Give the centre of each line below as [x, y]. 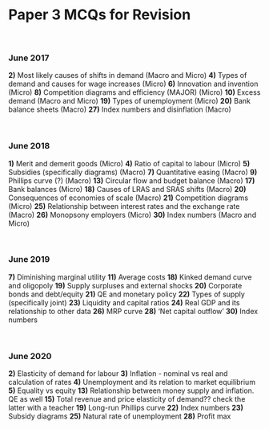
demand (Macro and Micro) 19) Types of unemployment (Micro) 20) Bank [129, 101]
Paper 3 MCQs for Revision [100, 15]
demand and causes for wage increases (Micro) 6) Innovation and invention [133, 84]
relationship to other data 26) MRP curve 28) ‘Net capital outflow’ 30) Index [133, 311]
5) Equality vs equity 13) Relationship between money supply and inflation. [131, 390]
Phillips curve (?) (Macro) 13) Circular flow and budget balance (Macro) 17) [132, 180]
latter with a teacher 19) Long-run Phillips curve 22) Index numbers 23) [126, 408]
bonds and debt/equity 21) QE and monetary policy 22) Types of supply [127, 294]
